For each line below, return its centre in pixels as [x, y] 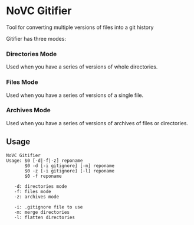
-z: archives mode [37, 197]
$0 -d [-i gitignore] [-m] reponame [70, 166]
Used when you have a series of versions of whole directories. [82, 67]
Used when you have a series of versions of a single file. [75, 95]
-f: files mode [32, 191]
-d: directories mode [40, 186]
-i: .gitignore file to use [48, 207]
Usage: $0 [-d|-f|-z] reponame [45, 161]
